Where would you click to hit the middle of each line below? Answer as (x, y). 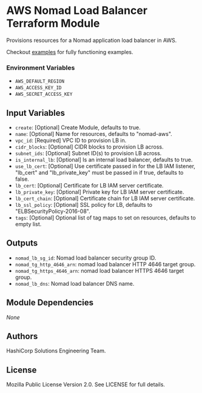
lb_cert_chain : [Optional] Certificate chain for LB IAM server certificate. (105, 198)
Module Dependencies (50, 303)
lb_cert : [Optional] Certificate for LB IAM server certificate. (89, 186)
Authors (22, 336)
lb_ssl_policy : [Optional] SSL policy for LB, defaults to (84, 205)
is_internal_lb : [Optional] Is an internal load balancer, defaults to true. (104, 160)
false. (22, 179)
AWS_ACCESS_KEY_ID (38, 88)
